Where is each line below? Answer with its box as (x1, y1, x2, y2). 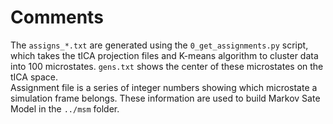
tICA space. (10, 71, 59, 83)
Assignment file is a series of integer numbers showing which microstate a (10, 81, 318, 93)
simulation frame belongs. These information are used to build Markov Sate (10, 92, 321, 104)
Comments (10, 6, 104, 29)
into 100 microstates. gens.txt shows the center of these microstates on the (10, 60, 324, 72)
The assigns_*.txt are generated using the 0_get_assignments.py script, (10, 39, 309, 51)
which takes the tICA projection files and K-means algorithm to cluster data (10, 49, 319, 61)
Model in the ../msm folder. (10, 102, 120, 115)
